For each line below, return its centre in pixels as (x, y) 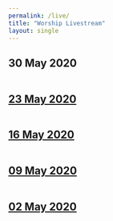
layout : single (34, 30)
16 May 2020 (41, 135)
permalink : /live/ (39, 16)
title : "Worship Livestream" (57, 23)
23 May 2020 (42, 99)
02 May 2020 (43, 207)
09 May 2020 (43, 171)
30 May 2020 (43, 63)
